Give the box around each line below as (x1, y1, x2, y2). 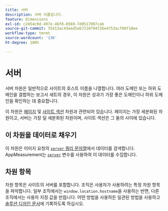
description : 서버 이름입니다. (5, 12, 63, 17)
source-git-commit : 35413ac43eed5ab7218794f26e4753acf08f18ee (5, 26, 138, 31)
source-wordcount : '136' (5, 36, 57, 41)
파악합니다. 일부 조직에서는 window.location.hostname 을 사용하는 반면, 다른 (10, 188, 159, 194)
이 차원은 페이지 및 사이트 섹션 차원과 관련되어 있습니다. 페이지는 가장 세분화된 (5, 109, 158, 115)
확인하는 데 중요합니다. (14, 97, 59, 103)
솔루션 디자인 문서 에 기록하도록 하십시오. (5, 200, 84, 206)
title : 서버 (5, 7, 29, 13)
